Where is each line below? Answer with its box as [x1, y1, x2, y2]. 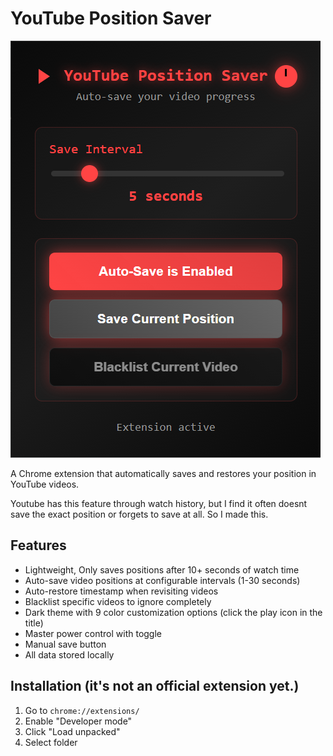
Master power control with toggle [24, 627, 163, 639]
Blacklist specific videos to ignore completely [24, 595, 212, 607]
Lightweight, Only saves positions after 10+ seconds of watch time [24, 563, 300, 576]
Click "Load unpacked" [24, 725, 121, 737]
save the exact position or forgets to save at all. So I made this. [10, 508, 269, 520]
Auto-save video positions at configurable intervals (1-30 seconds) [24, 574, 301, 586]
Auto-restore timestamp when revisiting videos [24, 585, 219, 597]
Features [10, 537, 67, 554]
